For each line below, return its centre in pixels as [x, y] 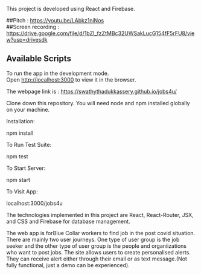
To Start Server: [26, 168]
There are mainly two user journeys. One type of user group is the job [93, 239]
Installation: [21, 121]
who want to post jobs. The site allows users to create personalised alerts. [99, 252]
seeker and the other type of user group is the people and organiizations [97, 246]
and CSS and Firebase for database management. [69, 221]
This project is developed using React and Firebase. [71, 9]
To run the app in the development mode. [58, 73]
